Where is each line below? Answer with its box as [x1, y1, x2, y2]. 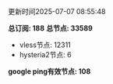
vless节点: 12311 [19, 40, 72, 49]
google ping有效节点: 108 [8, 67, 91, 76]
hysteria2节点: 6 [19, 50, 72, 59]
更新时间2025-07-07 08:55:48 [8, 7, 106, 16]
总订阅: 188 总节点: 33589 [8, 24, 94, 33]
